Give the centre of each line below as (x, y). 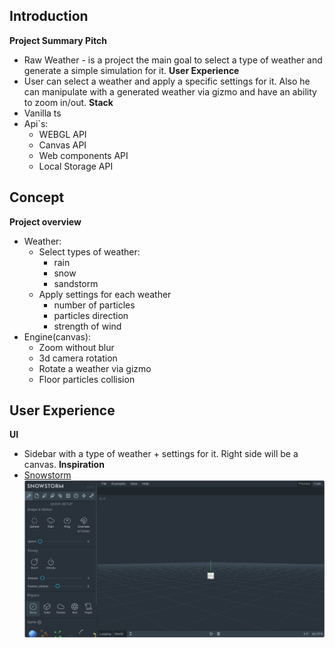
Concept (37, 197)
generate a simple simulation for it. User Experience (131, 70)
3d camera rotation (78, 358)
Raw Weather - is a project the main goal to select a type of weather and (173, 60)
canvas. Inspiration (64, 465)
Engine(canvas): (57, 336)
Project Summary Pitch (58, 40)
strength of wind (87, 326)
